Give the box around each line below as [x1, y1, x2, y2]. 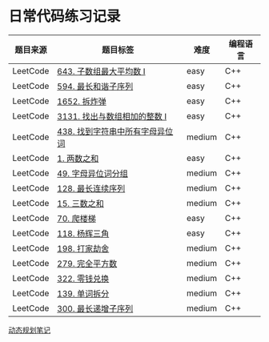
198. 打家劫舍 [57, 243, 110, 254]
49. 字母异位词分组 [57, 167, 128, 179]
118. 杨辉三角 [57, 227, 110, 239]
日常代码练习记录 [8, 7, 122, 26]
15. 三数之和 [57, 198, 104, 209]
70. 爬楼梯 [57, 213, 96, 224]
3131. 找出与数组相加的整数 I [57, 111, 167, 122]
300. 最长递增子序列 [57, 303, 134, 314]
